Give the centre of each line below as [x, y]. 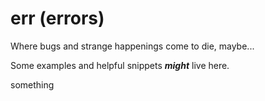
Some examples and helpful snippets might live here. [120, 65]
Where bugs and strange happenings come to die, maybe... [132, 46]
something [32, 84]
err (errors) [57, 18]
